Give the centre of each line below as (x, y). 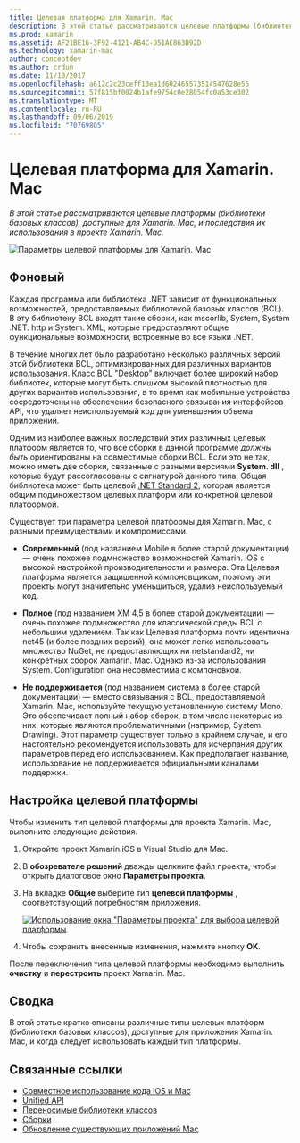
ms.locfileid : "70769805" (57, 126)
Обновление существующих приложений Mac (110, 1129)
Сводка (31, 1001)
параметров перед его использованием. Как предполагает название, (156, 753)
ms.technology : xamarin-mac (62, 51)
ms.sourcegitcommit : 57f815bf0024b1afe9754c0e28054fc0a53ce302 (129, 92)
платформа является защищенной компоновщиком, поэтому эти (146, 576)
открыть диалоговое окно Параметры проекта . (114, 875)
